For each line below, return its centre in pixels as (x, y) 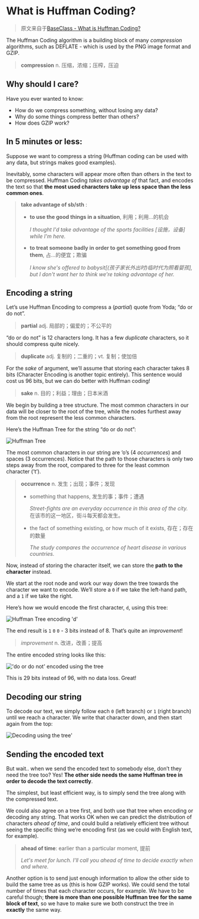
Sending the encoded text (55, 754)
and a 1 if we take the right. (40, 596)
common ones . (25, 193)
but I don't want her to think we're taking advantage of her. (102, 274)
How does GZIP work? (42, 123)
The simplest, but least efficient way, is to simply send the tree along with (96, 793)
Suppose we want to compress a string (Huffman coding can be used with (97, 156)
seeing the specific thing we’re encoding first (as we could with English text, (99, 830)
